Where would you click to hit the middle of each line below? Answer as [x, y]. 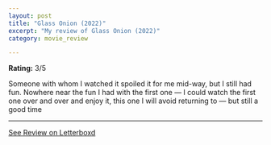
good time [25, 110]
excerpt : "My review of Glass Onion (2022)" [84, 31]
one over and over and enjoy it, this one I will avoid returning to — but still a [133, 101]
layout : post [30, 16]
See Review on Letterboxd [52, 133]
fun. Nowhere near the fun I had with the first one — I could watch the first [132, 93]
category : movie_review [48, 38]
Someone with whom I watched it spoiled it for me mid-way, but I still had [130, 84]
